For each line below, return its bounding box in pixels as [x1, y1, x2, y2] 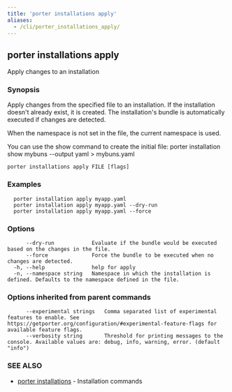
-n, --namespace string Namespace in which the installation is [13, 270, 211, 278]
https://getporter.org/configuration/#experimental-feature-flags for [7, 320, 217, 328]
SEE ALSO [7, 361, 43, 370]
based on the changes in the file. [7, 246, 111, 253]
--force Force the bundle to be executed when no [25, 252, 215, 259]
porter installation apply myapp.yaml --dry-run [13, 202, 158, 209]
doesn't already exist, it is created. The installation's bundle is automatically [7, 108, 225, 116]
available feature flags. [7, 326, 82, 333]
